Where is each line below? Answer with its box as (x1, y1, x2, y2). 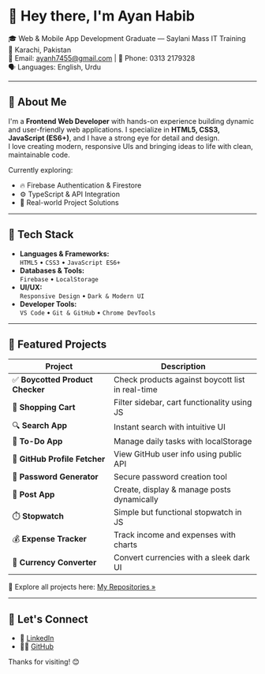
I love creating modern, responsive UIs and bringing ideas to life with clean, (8, 141, 254, 151)
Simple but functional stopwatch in (113, 507, 242, 518)
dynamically (113, 494, 159, 505)
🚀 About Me (8, 95, 67, 109)
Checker (12, 384, 45, 395)
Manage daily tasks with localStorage (113, 436, 252, 447)
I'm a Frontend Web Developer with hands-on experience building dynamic (8, 116, 255, 125)
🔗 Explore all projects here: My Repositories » (8, 583, 156, 592)
